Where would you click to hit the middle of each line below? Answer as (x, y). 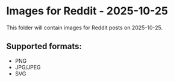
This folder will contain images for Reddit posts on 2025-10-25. (85, 28)
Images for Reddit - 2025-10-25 (87, 11)
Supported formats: (44, 46)
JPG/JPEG (28, 67)
